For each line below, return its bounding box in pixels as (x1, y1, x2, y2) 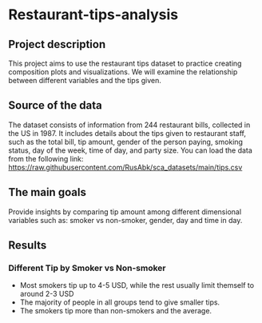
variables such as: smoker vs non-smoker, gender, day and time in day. (8, 215, 243, 225)
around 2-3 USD (19, 289, 74, 299)
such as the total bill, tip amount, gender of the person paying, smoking (8, 137, 244, 146)
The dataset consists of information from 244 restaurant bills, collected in (8, 120, 251, 130)
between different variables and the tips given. (8, 76, 162, 85)
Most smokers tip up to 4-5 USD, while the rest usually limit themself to (19, 281, 254, 290)
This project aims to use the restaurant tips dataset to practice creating (8, 58, 242, 68)
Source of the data (8, 98, 102, 113)
